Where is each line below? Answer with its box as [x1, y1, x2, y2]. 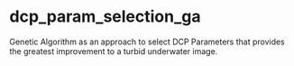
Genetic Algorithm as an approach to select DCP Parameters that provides [9, 36, 286, 47]
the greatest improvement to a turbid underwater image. [9, 45, 218, 56]
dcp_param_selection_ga [9, 6, 201, 27]
